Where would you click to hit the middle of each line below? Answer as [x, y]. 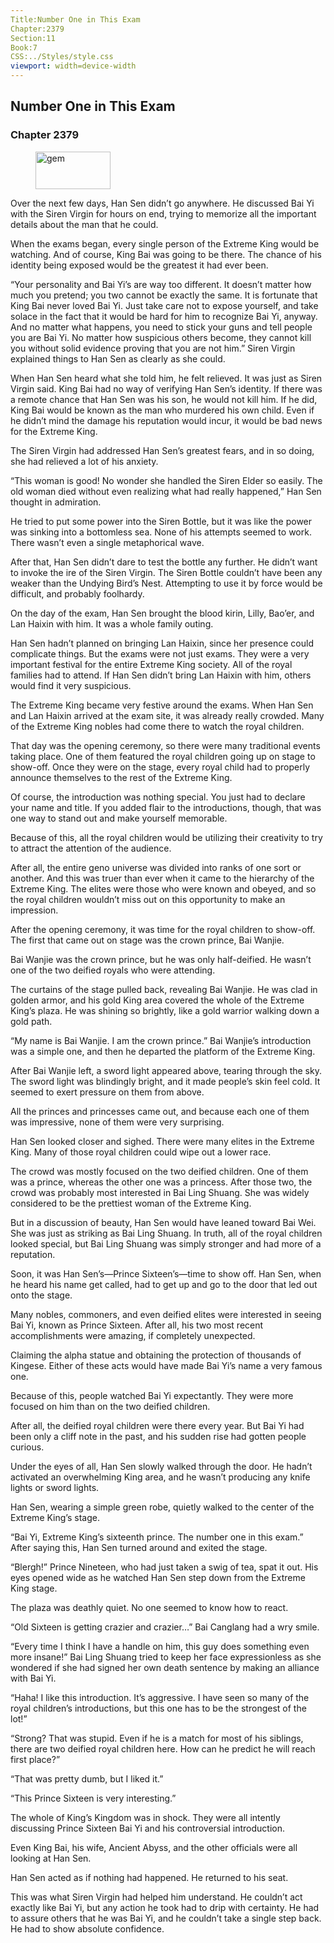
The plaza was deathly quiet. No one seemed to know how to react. [149, 1607]
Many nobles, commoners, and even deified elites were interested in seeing [166, 1314]
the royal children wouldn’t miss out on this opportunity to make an [148, 899]
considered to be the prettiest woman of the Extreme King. [131, 1203]
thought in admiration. [56, 502]
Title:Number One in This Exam [75, 19]
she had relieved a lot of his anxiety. [84, 461]
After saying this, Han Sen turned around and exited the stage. [139, 1547]
